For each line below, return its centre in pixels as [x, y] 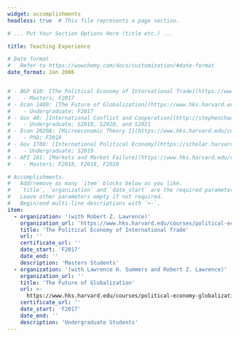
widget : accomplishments [44, 14]
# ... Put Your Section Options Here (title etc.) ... [90, 33]
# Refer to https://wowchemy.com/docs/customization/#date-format [111, 66]
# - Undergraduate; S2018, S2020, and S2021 [79, 124]
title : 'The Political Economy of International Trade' [105, 230]
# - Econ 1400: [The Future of [54, 105]
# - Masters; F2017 [41, 98]
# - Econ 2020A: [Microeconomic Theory [67, 131]
